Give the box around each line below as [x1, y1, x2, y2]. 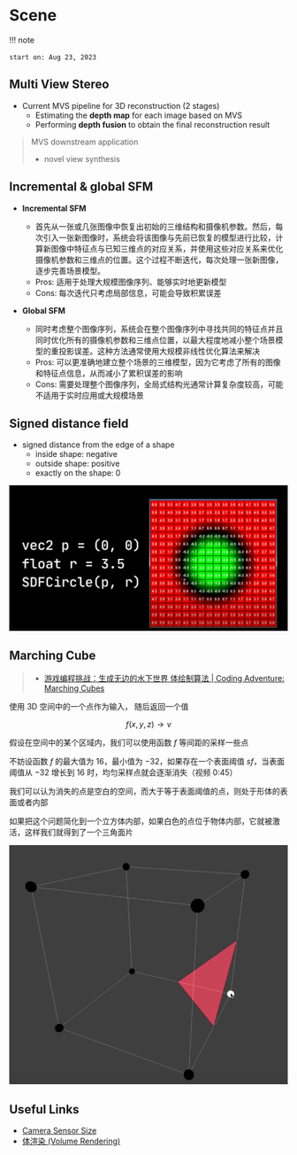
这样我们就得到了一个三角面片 [24, 826, 133, 837]
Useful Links [9, 1102, 80, 1117]
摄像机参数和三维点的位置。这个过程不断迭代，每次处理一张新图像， [34, 254, 284, 265]
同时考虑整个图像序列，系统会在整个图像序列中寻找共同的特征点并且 [34, 323, 284, 334]
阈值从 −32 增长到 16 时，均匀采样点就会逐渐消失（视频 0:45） [9, 767, 238, 778]
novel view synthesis [43, 153, 121, 164]
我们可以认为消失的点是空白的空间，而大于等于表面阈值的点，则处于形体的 [9, 786, 280, 796]
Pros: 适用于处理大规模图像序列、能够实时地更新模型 [34, 276, 227, 287]
